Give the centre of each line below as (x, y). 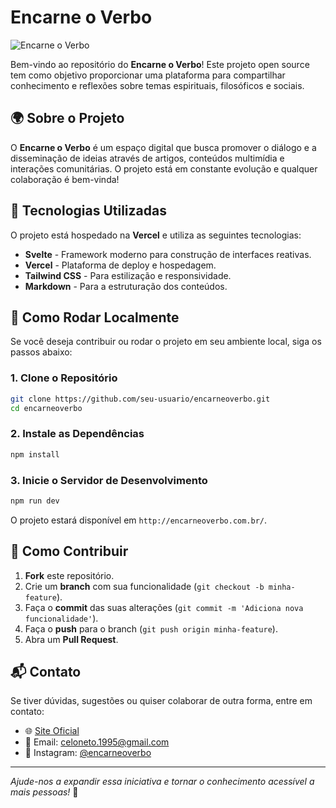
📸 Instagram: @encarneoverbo (88, 753)
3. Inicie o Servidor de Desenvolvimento (109, 480)
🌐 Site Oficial (52, 731)
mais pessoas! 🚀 (44, 792)
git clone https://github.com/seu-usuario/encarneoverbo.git (140, 399)
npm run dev (35, 501)
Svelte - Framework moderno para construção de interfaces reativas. (168, 254)
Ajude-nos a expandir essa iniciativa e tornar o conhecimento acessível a (162, 782)
